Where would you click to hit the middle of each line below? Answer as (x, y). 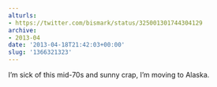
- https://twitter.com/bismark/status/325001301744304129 (105, 23)
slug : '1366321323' (40, 52)
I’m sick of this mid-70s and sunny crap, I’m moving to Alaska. (109, 75)
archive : (22, 30)
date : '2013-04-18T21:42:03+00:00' (67, 45)
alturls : (22, 15)
